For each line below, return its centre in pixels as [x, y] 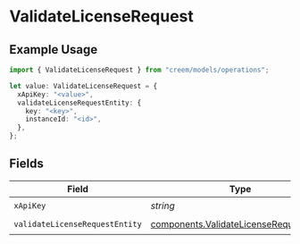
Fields [27, 164]
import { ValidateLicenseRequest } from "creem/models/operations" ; [139, 70]
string [163, 206]
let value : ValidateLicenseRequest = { [83, 86]
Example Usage [54, 50]
